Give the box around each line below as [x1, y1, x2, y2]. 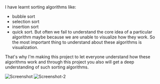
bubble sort [12, 14, 35, 19]
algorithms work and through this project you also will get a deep [5, 59, 134, 65]
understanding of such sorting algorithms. [5, 64, 89, 70]
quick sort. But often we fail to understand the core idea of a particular [12, 29, 152, 34]
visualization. [12, 45, 39, 50]
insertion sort [12, 24, 39, 30]
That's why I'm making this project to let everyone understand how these [5, 54, 151, 60]
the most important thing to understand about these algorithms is [12, 39, 142, 45]
